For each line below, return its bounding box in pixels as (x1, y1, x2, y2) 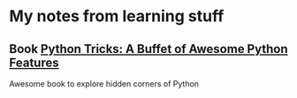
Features (9, 55, 59, 70)
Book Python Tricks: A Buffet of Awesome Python (9, 41, 288, 57)
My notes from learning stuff (9, 6, 225, 26)
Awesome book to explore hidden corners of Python (9, 79, 200, 89)
